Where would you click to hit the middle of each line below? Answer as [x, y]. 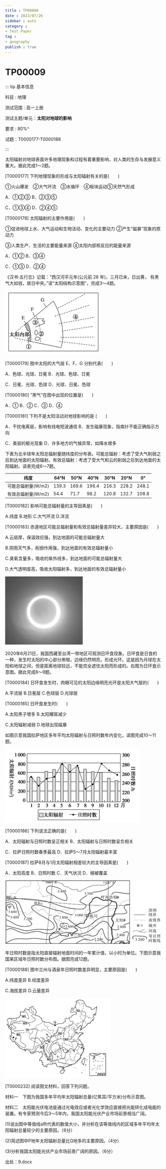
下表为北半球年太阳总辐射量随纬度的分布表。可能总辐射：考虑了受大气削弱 [81, 454]
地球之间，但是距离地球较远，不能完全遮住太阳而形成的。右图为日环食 [85, 666]
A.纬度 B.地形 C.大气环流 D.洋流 [37, 516]
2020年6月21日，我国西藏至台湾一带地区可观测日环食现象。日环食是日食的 [81, 653]
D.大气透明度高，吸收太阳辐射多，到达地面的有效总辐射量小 [66, 569]
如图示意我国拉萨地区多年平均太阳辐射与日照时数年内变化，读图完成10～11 [81, 735]
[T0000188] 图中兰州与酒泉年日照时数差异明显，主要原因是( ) [71, 970]
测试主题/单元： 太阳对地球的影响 [39, 118]
